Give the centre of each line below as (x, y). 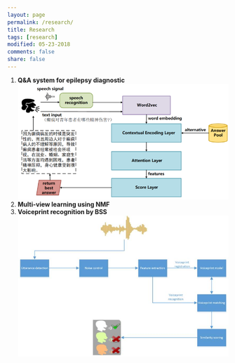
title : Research (31, 29)
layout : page (26, 15)
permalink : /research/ (40, 22)
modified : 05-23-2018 (39, 45)
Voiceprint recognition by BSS (62, 212)
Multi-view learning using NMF (63, 204)
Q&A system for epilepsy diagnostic (71, 80)
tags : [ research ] (33, 37)
